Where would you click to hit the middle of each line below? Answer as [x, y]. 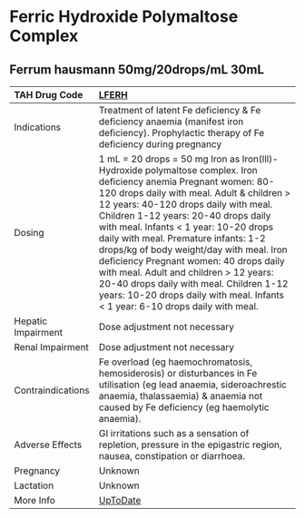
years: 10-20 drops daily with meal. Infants [191, 295]
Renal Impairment [51, 347]
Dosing [29, 233]
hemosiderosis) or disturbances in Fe [178, 373]
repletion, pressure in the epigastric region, [191, 445]
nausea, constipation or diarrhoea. [172, 456]
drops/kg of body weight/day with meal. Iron [193, 249]
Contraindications [52, 390]
